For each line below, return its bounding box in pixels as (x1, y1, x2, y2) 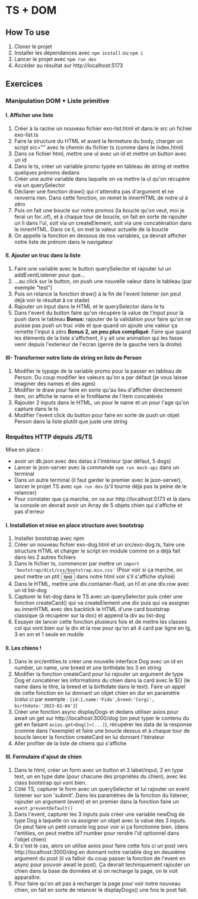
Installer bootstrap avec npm (14, 535, 84, 542)
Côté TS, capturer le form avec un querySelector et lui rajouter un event (14, 785, 190, 792)
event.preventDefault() (14, 805, 74, 811)
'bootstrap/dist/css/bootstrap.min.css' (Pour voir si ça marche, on (14, 566, 183, 573)
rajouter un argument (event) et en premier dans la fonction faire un (14, 798, 179, 805)
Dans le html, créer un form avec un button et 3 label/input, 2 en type (14, 766, 183, 773)
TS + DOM (5, 4, 57, 17)
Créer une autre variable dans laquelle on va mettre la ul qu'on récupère (14, 175, 190, 182)
